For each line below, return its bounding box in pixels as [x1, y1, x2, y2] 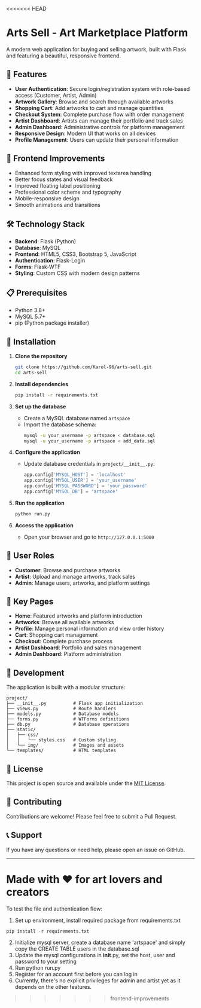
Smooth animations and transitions [14, 201, 100, 208]
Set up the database [14, 403, 66, 410]
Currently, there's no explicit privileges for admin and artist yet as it [14, 977, 181, 984]
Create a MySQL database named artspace [23, 414, 130, 421]
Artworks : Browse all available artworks [14, 619, 114, 626]
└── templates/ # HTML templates [6, 747, 117, 754]
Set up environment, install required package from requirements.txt [14, 917, 181, 924]
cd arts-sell [14, 369, 48, 375]
